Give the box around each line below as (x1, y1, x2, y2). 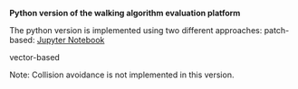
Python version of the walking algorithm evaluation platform (9, 8, 241, 18)
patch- (264, 25, 290, 35)
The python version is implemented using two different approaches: (9, 25, 263, 35)
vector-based (9, 52, 61, 62)
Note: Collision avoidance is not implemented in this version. (9, 69, 235, 80)
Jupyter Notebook (36, 35, 105, 45)
